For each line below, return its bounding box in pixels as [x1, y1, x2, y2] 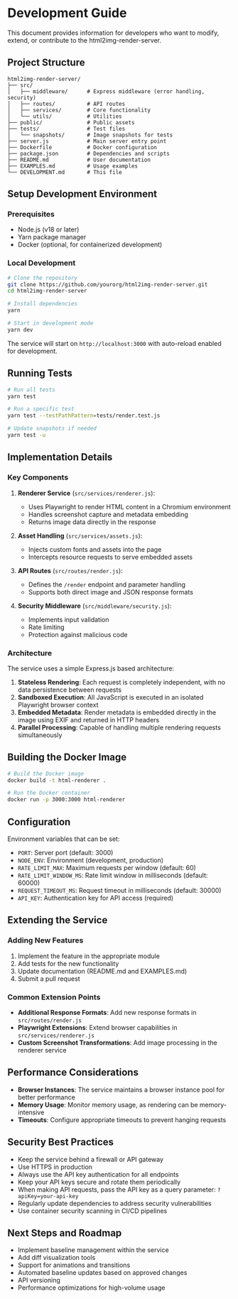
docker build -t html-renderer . [7, 776, 107, 784]
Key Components [7, 472, 69, 482]
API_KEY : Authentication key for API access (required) [17, 893, 174, 903]
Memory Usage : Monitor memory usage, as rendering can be [17, 1100, 198, 1109]
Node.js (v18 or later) [17, 225, 80, 234]
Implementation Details [7, 451, 113, 463]
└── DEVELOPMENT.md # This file [7, 168, 122, 175]
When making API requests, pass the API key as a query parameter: [17, 1185, 216, 1194]
